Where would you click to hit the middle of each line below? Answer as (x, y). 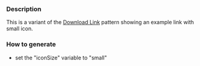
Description (24, 9)
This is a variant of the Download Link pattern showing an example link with (100, 22)
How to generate (31, 44)
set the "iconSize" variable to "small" (61, 58)
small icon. (20, 28)
